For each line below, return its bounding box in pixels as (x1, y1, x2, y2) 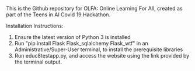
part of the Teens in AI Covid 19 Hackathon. (6, 11, 111, 18)
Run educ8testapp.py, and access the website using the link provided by (14, 52, 190, 59)
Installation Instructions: (6, 23, 64, 29)
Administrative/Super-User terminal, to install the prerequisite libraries (14, 46, 183, 53)
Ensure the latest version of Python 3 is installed (14, 34, 131, 40)
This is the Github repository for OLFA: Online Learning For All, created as (6, 5, 183, 12)
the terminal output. (14, 58, 62, 65)
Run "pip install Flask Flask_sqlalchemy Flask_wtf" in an (14, 40, 149, 47)
